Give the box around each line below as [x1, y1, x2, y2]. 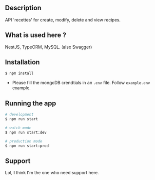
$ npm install [5, 71, 34, 76]
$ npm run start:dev [5, 130, 47, 135]
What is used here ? [5, 31, 67, 40]
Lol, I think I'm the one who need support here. [5, 170, 99, 176]
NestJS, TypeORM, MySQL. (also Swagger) [5, 44, 92, 50]
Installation [5, 58, 40, 66]
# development [5, 112, 34, 117]
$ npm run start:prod [5, 143, 49, 148]
